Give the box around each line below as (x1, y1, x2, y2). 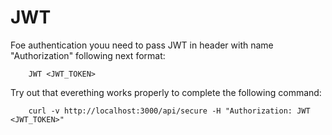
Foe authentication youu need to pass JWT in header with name (10, 39, 274, 51)
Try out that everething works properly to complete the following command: (10, 86, 322, 98)
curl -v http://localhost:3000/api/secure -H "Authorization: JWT (28, 106, 311, 116)
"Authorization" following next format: (10, 49, 166, 61)
